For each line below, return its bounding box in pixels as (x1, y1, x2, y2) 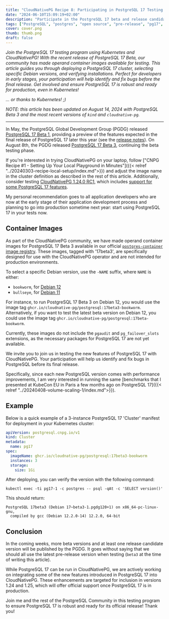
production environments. (6, 259, 59, 265)
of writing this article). (6, 557, 51, 563)
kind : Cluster (6, 435, 36, 440)
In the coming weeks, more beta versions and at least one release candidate (6, 540, 163, 547)
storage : (10, 462, 29, 468)
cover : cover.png (6, 26, 42, 31)
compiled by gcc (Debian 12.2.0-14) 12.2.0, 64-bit (10, 514, 121, 519)
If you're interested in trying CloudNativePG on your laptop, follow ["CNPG (6, 157, 159, 163)
